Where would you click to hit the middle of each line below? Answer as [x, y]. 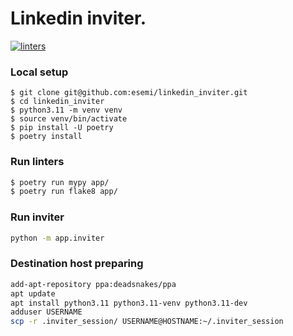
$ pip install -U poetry [62, 128]
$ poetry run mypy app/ [60, 182]
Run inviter [37, 217]
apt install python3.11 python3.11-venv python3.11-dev [129, 303]
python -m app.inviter [57, 238]
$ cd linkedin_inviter [57, 102]
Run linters [37, 162]
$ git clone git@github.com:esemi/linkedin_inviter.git [129, 93]
